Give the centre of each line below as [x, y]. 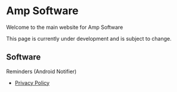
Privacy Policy [32, 83]
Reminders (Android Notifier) [42, 71]
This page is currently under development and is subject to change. [89, 38]
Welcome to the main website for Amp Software [65, 27]
